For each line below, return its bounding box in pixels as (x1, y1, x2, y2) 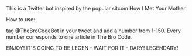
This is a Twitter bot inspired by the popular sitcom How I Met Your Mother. (6, 5, 187, 12)
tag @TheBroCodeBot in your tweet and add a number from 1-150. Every (6, 27, 181, 34)
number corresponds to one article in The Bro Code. (6, 33, 132, 40)
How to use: (6, 16, 35, 23)
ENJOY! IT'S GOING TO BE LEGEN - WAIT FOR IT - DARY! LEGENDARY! (6, 44, 179, 51)
